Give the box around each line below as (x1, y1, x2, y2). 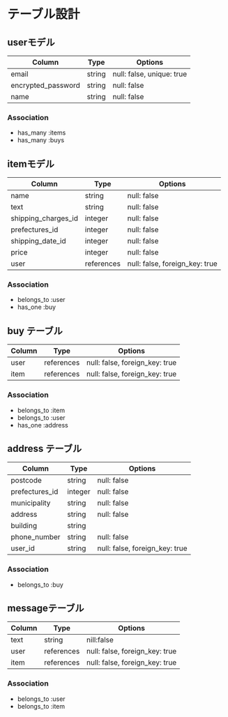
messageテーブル (7, 603, 84, 614)
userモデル (7, 36, 55, 48)
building (10, 521, 37, 531)
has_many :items (17, 128, 66, 137)
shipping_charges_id (10, 213, 79, 223)
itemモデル (7, 158, 54, 169)
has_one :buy (17, 303, 56, 311)
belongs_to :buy (17, 580, 64, 589)
